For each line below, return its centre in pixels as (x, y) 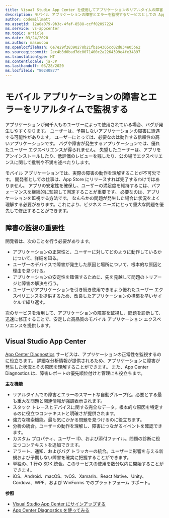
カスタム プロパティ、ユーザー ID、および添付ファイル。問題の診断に (84, 439)
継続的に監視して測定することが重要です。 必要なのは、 (89, 192)
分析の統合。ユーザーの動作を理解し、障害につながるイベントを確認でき (87, 426)
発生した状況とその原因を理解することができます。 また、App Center (77, 367)
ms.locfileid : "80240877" (32, 71)
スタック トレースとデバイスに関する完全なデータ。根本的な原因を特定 (86, 407)
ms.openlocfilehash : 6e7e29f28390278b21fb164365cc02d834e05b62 (73, 47)
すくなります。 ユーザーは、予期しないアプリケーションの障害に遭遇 (89, 131)
